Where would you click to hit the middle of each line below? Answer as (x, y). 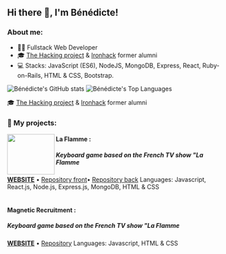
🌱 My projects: (32, 123)
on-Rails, (30, 75)
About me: (25, 32)
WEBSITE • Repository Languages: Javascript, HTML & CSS (93, 243)
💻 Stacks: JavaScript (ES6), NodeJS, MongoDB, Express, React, (109, 65)
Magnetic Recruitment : (42, 210)
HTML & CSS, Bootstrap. (79, 75)
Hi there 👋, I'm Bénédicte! (63, 13)
